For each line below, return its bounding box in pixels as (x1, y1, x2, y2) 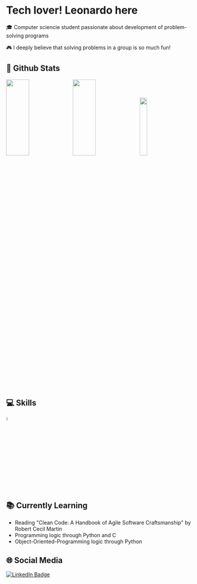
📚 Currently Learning (6, 500, 88, 510)
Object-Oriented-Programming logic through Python (14, 538, 143, 545)
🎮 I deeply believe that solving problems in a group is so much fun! (6, 44, 171, 51)
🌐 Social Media (6, 555, 63, 565)
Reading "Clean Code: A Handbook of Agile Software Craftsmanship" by (14, 519, 191, 526)
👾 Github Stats (6, 63, 60, 74)
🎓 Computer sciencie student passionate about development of (6, 23, 163, 30)
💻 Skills (6, 398, 37, 408)
